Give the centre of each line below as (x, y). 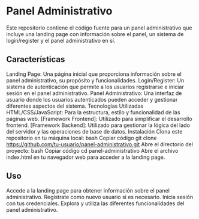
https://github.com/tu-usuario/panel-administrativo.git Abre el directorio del (100, 144)
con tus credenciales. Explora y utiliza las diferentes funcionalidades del (95, 203)
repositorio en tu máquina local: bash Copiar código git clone (82, 138)
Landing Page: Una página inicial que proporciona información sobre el (94, 74)
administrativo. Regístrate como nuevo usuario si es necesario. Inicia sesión (100, 197)
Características (36, 59)
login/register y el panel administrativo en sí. (61, 40)
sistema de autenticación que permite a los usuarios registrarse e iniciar (95, 87)
